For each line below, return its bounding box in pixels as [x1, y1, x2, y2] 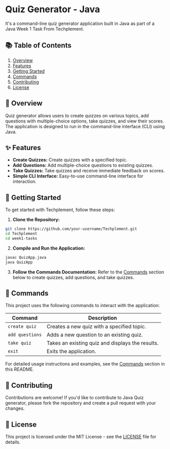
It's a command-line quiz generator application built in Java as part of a [5, 20, 155, 26]
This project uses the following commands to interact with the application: [5, 303, 160, 309]
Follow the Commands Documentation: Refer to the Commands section [12, 268, 164, 275]
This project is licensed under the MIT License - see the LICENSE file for [5, 434, 156, 439]
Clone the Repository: [12, 217, 60, 223]
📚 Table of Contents [5, 41, 72, 50]
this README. [5, 366, 34, 372]
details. [5, 439, 21, 445]
